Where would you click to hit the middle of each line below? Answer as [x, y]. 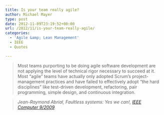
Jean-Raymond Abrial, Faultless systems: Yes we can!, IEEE [79, 102]
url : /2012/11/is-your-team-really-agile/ [50, 28]
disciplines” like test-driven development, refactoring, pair [77, 87]
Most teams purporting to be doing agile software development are [86, 65]
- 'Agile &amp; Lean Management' [44, 38]
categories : [17, 33]
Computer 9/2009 [36, 107]
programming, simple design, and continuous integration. [76, 92]
